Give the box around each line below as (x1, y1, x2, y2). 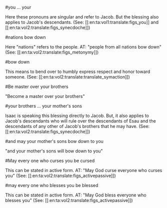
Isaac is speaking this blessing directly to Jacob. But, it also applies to (5, 112, 149, 118)
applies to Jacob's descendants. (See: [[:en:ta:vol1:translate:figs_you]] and (5, 19, 159, 25)
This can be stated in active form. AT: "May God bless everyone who (5, 192, 146, 198)
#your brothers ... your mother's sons (5, 103, 82, 109)
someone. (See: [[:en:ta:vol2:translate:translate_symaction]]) (5, 74, 130, 79)
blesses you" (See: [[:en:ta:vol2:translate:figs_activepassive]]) (5, 197, 133, 203)
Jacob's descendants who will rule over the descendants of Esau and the (5, 118, 156, 124)
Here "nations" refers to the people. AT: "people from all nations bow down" (5, 44, 161, 49)
